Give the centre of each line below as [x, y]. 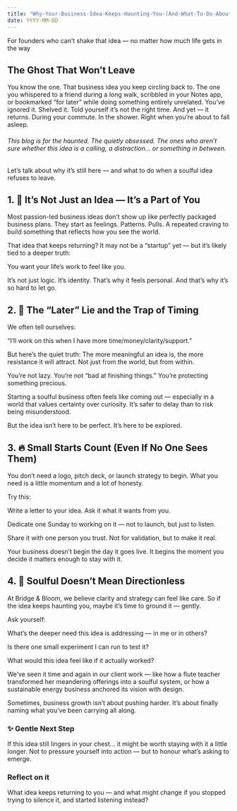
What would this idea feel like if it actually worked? [81, 660]
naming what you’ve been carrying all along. [72, 710]
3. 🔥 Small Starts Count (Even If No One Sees [108, 448]
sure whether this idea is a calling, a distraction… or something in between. [117, 148]
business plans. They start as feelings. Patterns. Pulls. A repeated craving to [118, 224]
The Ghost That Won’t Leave [71, 70]
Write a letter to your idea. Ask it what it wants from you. [89, 510]
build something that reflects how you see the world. [84, 232]
